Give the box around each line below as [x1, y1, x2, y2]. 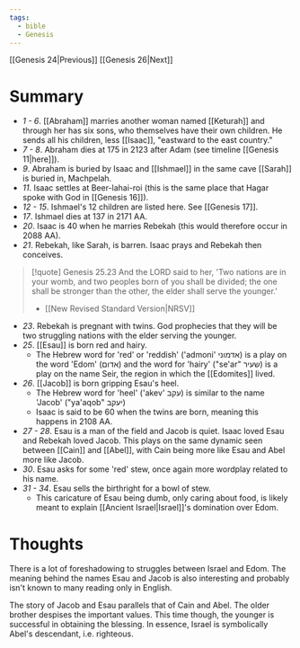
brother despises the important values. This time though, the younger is [9, 609, 275, 620]
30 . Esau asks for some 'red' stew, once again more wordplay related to [22, 464, 288, 475]
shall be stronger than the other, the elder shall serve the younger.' [31, 286, 278, 297]
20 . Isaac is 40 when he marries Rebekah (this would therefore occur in [22, 221, 287, 232]
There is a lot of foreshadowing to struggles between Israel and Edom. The [9, 564, 287, 574]
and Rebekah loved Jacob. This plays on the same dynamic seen [22, 435, 263, 446]
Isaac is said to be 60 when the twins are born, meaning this [35, 406, 259, 418]
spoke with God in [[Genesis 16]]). [22, 192, 149, 203]
